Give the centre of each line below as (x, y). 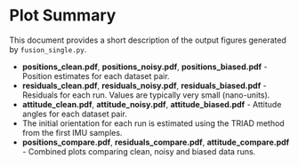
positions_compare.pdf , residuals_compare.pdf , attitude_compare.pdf (156, 142)
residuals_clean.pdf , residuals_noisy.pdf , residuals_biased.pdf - (144, 85)
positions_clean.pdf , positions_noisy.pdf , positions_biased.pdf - (145, 67)
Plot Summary (63, 16)
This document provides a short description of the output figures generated (148, 40)
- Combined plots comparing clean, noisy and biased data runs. (139, 151)
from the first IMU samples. (72, 132)
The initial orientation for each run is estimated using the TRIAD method (153, 123)
